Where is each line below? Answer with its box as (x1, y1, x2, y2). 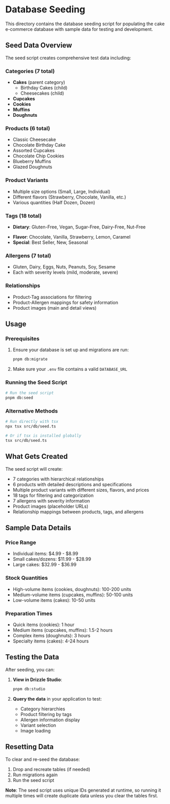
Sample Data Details (5, 524, 71, 532)
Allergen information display (20, 717, 81, 723)
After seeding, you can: (5, 666, 55, 672)
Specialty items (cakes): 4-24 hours (12, 638, 89, 644)
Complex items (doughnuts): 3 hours (12, 633, 91, 639)
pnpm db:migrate (12, 356, 48, 362)
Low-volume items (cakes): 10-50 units (12, 597, 96, 603)
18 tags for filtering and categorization (12, 492, 94, 498)
